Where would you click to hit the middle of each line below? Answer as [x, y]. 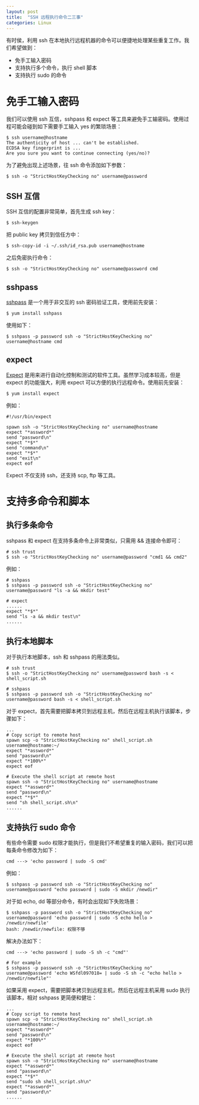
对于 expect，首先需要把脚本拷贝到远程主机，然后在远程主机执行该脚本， [96, 711]
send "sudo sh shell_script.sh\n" [49, 1082]
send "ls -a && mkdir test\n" [44, 616]
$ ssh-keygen [22, 223]
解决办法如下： [24, 941]
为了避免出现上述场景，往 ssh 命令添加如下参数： [67, 165]
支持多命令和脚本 [48, 501]
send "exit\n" [24, 458]
